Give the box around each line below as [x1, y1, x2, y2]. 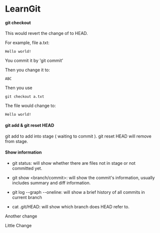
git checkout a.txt [5, 94, 45, 99]
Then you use [5, 85, 32, 91]
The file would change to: [5, 103, 56, 109]
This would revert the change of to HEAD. [5, 31, 88, 36]
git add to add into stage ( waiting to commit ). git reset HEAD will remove [5, 133, 152, 139]
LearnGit [5, 3, 41, 15]
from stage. [5, 138, 28, 144]
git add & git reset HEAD [5, 122, 54, 128]
